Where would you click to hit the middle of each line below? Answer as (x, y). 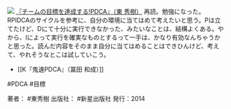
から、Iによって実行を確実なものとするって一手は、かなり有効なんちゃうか (114, 37)
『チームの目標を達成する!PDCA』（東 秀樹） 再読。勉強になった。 (110, 11)
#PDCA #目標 (27, 84)
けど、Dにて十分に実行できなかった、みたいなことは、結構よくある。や (121, 29)
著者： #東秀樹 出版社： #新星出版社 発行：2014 (76, 99)
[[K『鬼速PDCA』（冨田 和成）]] (60, 69)
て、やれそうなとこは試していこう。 (59, 54)
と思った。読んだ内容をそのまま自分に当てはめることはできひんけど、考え (113, 46)
